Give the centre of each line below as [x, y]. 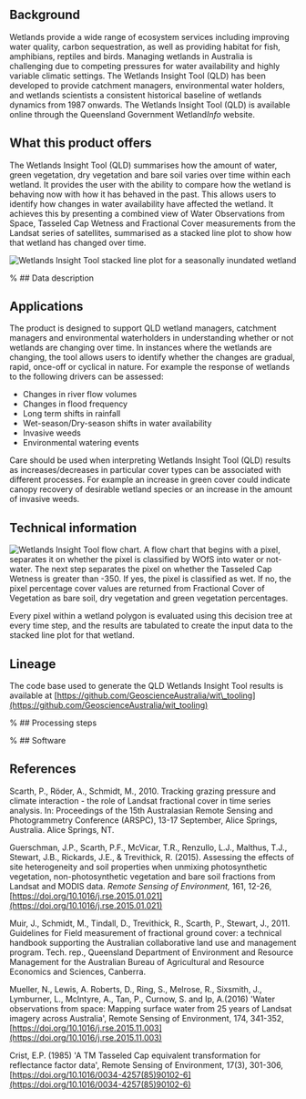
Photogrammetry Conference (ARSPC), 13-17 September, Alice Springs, [143, 820]
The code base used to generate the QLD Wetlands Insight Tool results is [147, 686]
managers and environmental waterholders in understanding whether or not [152, 338]
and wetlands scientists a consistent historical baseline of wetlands [136, 95]
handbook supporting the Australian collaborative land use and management [153, 942]
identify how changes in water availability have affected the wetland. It [142, 203]
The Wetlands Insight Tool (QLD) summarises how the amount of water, [143, 165]
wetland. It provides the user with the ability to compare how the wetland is [150, 184]
